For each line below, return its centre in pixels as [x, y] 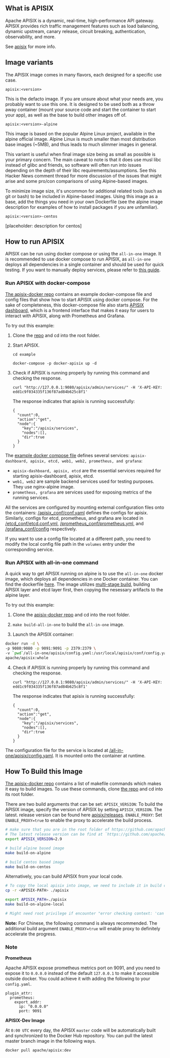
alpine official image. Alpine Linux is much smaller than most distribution [80, 139]
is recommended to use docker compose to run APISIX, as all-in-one [78, 259]
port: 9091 [30, 1011]
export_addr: [28, 1002]
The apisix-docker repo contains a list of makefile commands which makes [83, 784]
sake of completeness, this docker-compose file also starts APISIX [75, 305]
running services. [31, 497]
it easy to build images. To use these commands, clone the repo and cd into [84, 789]
